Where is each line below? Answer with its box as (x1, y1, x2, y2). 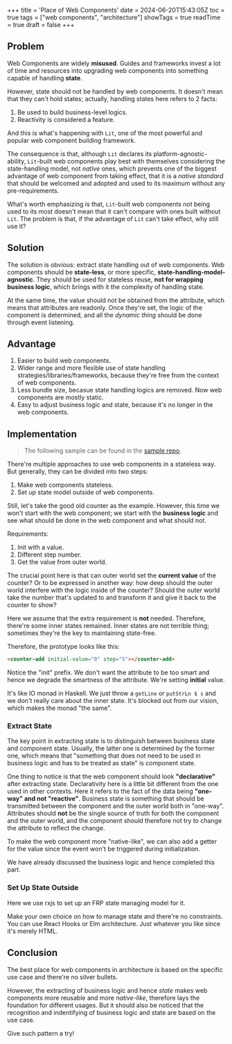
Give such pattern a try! (7, 1029, 75, 1037)
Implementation (7, 428, 78, 440)
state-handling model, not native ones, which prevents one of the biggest (7, 164, 217, 173)
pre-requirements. (7, 186, 60, 195)
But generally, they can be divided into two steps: (7, 467, 148, 476)
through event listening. (7, 318, 75, 327)
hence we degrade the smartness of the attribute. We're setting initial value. (7, 676, 225, 684)
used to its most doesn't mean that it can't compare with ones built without (7, 207, 221, 216)
